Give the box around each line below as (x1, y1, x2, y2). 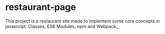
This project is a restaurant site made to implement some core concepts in (5, 18, 160, 24)
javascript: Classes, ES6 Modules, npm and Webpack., (5, 23, 119, 29)
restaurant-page (5, 1, 76, 13)
